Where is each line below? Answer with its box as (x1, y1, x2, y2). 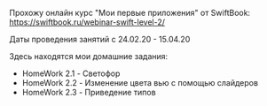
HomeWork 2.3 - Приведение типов (21, 87, 157, 97)
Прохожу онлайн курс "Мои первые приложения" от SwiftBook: (9, 8, 251, 18)
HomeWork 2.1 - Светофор (21, 68, 121, 79)
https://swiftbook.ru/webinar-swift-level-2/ (9, 17, 166, 27)
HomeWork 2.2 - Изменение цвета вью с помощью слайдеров (21, 78, 259, 87)
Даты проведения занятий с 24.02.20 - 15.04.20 (9, 34, 191, 44)
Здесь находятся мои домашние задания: (9, 51, 169, 61)
